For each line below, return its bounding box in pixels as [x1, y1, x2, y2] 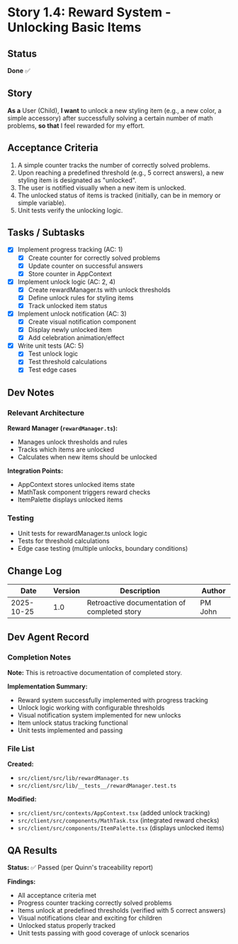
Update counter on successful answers [28, 261, 143, 270]
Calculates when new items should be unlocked [17, 453, 157, 461]
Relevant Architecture [7, 407, 85, 417]
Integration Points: [7, 466, 64, 476]
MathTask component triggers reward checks [17, 488, 151, 497]
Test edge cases [28, 366, 76, 374]
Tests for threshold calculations [17, 537, 110, 545]
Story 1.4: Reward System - [7, 4, 171, 21]
